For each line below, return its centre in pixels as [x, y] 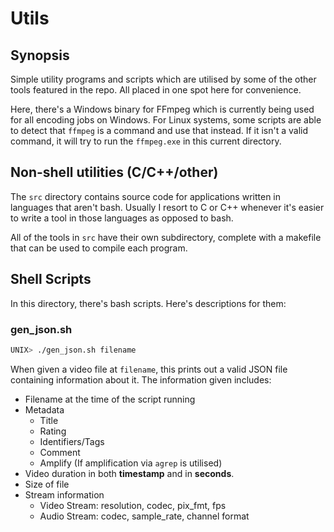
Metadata [44, 409]
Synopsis [40, 55]
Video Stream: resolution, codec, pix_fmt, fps [133, 505]
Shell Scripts [51, 279]
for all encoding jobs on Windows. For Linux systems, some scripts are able [166, 120]
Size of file [47, 484]
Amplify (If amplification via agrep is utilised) [131, 463]
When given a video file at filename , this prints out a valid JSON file [149, 369]
